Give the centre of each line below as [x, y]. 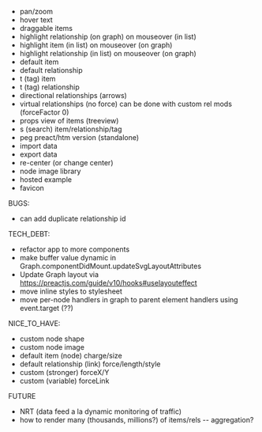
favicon [32, 188]
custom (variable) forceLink [64, 381]
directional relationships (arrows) [73, 95]
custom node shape [52, 339]
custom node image [52, 347]
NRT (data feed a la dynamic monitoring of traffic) [101, 411]
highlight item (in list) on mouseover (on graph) [96, 45]
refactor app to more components [75, 249]
